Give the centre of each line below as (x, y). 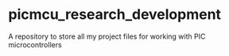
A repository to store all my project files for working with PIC (107, 36)
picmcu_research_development (114, 15)
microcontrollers (35, 44)
